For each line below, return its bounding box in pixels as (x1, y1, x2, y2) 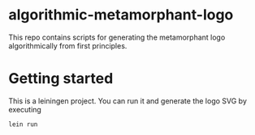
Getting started (8, 70, 114, 88)
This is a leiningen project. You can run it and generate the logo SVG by (8, 95, 248, 106)
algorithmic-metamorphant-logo (8, 6, 234, 24)
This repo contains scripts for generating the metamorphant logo (8, 32, 226, 42)
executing (8, 104, 42, 114)
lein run (8, 120, 38, 129)
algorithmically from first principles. (8, 40, 127, 50)
